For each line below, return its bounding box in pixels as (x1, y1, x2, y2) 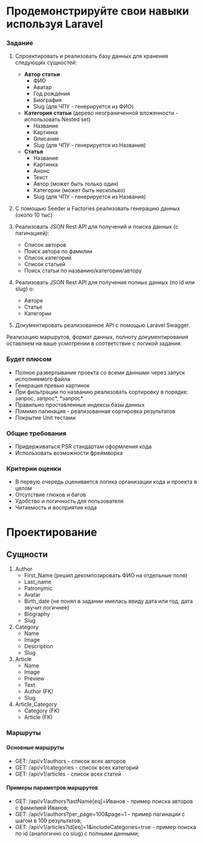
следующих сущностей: (15, 59, 78, 66)
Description (24, 643, 53, 650)
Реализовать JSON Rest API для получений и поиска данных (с (15, 223, 179, 230)
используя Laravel (6, 17, 103, 31)
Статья (24, 148, 44, 155)
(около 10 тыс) (15, 211, 53, 219)
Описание (33, 135, 59, 143)
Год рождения (33, 90, 71, 98)
